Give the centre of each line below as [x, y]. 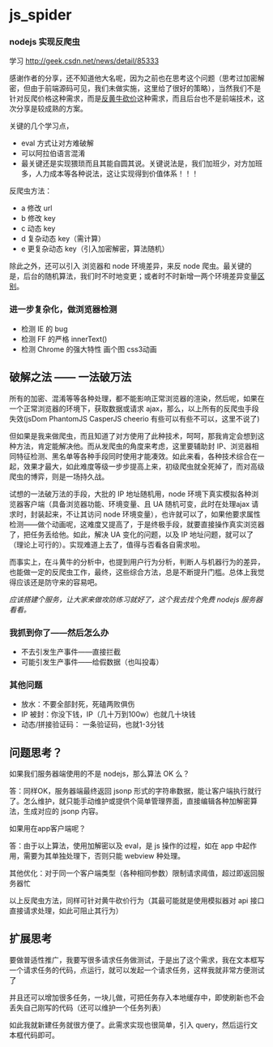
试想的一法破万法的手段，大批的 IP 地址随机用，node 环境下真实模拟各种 [130, 494]
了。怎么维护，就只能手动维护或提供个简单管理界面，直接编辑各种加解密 [130, 801]
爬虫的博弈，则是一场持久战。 [59, 476]
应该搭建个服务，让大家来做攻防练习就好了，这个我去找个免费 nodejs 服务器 [136, 599]
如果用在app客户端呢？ [48, 829]
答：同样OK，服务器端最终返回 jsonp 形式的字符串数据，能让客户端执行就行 [136, 791]
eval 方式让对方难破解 [57, 143]
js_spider [41, 15]
